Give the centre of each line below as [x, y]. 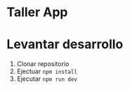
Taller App [37, 12]
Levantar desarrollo [65, 45]
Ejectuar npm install [47, 72]
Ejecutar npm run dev [47, 79]
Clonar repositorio [43, 64]
